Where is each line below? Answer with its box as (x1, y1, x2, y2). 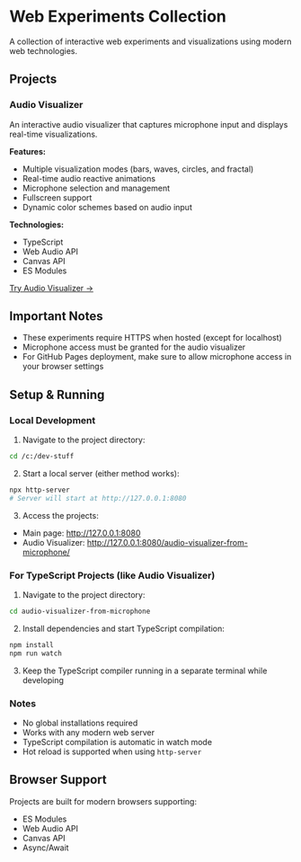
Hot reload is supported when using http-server (22, 746, 202, 757)
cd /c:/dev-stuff (9, 452, 75, 461)
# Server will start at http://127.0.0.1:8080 (9, 493, 187, 502)
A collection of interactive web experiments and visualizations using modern (9, 36, 292, 47)
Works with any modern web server (22, 726, 155, 738)
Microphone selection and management (22, 182, 171, 193)
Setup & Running (9, 387, 105, 402)
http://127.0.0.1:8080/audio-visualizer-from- (86, 537, 249, 547)
